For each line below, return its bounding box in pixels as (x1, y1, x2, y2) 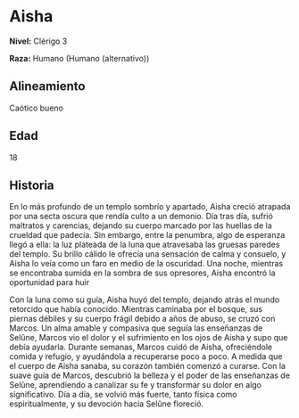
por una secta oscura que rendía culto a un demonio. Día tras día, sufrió (9, 211, 274, 222)
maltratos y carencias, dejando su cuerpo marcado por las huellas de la (9, 220, 272, 231)
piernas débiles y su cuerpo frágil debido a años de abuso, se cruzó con (9, 314, 276, 324)
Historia (9, 177, 55, 193)
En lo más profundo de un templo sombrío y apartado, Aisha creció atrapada (9, 201, 291, 212)
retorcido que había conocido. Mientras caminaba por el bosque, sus (9, 304, 263, 315)
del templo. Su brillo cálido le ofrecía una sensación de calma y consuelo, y (9, 249, 287, 259)
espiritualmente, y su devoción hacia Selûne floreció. (9, 398, 204, 409)
